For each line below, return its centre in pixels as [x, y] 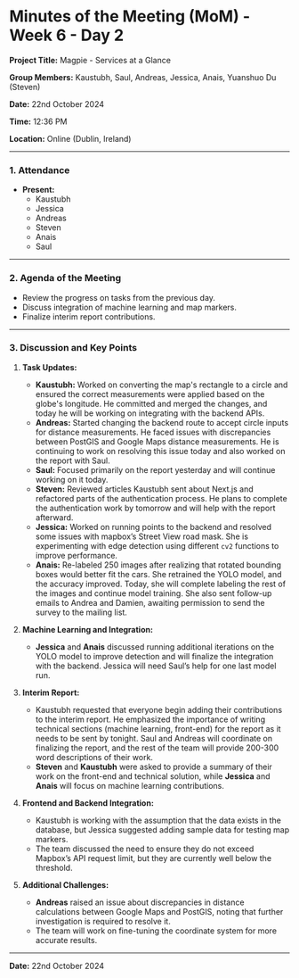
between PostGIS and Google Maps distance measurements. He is [157, 441]
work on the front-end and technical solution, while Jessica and [153, 776]
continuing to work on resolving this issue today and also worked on [160, 451]
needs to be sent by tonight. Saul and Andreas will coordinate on [154, 738]
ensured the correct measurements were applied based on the [150, 394]
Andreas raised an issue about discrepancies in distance [140, 902]
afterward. [54, 517]
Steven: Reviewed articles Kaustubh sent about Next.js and [144, 489]
